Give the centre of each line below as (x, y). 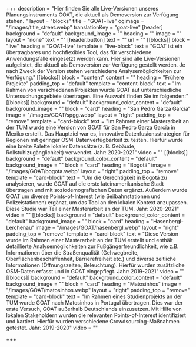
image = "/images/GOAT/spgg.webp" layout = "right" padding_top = (89, 115)
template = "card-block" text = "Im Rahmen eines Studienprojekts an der (94, 296)
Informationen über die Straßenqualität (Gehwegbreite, (73, 252)
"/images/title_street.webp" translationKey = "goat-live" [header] (84, 27)
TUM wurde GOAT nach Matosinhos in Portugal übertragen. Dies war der (95, 303)
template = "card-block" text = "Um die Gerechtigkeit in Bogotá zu (87, 177)
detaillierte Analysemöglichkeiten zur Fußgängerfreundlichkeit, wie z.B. (92, 246)
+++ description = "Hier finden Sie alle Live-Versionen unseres (82, 9)
